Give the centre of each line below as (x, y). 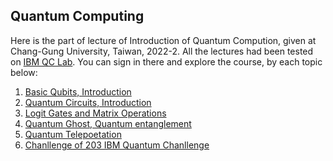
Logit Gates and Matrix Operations (95, 113)
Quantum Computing (77, 16)
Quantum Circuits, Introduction (88, 102)
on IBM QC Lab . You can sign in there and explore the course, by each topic (166, 61)
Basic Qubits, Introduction (78, 91)
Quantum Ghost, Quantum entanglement (108, 123)
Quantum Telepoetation (73, 134)
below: (24, 72)
